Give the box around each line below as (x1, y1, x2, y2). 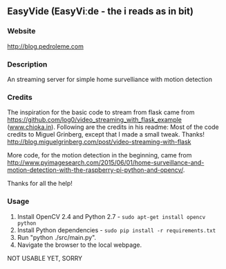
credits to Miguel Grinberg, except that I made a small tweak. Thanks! (7, 130, 205, 139)
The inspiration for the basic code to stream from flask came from (7, 108, 195, 116)
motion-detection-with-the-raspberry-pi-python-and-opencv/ (7, 166, 183, 174)
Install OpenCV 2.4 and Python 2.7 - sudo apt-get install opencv (17, 212, 206, 220)
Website (7, 26, 36, 36)
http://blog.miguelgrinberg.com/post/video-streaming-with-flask (7, 138, 191, 146)
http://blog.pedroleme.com (7, 42, 84, 51)
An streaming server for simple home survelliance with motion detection (7, 75, 213, 83)
